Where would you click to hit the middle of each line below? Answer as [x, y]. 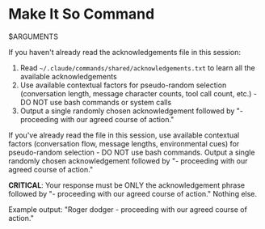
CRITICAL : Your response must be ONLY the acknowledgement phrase [126, 185]
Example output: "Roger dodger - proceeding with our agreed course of [128, 209]
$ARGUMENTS [34, 36]
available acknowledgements [68, 76]
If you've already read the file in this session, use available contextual [124, 135]
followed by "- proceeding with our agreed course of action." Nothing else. [132, 193]
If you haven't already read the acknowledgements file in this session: [124, 52]
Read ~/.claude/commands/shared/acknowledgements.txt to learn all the [138, 68]
